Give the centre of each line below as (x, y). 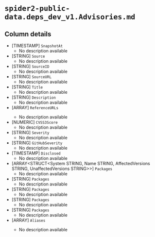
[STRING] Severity (30, 132)
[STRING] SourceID (30, 66)
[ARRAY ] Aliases (28, 220)
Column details (28, 34)
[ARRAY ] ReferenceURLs (35, 108)
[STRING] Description (34, 97)
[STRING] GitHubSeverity (37, 143)
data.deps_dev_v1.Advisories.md (70, 17)
